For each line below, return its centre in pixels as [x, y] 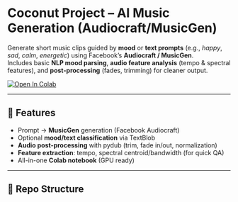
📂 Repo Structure [46, 189]
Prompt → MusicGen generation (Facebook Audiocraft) [98, 130]
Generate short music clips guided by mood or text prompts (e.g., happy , [115, 47]
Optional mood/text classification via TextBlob [86, 138]
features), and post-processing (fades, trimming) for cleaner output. [108, 70]
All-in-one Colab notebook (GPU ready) [76, 160]
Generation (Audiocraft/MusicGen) [112, 28]
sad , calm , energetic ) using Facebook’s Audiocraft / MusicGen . [101, 55]
